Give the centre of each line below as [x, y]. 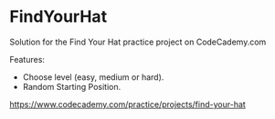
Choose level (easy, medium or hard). [93, 77]
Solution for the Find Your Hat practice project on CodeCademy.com [138, 42]
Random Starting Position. [72, 86]
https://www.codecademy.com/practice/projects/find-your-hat [128, 104]
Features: [27, 59]
